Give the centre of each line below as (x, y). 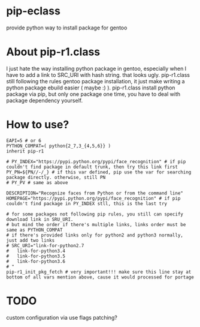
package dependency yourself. (44, 100)
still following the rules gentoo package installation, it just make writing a (96, 81)
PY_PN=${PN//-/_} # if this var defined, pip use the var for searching (99, 172)
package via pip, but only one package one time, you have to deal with (93, 94)
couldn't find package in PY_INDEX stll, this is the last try (87, 203)
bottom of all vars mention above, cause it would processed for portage (100, 277)
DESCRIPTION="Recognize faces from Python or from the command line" (95, 193)
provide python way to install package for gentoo (67, 28)
